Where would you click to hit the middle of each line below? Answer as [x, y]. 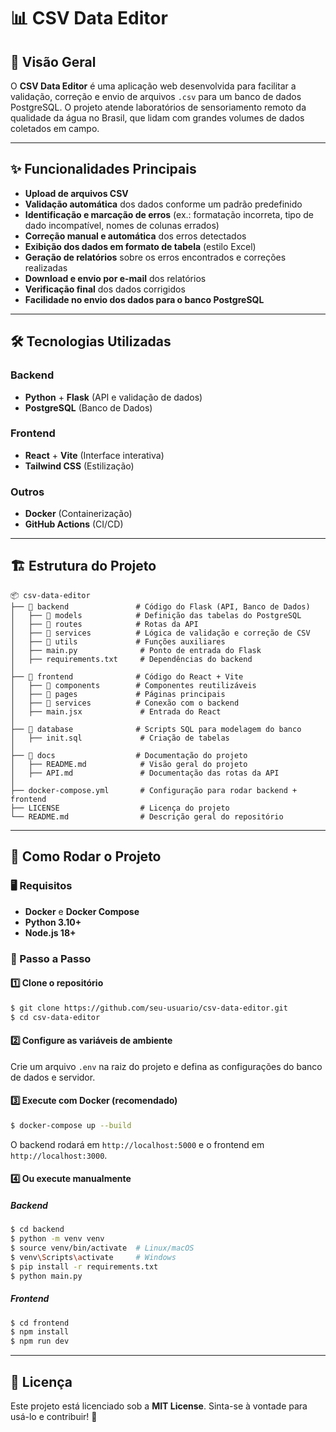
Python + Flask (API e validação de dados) [113, 397]
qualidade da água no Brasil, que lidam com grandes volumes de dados [157, 118]
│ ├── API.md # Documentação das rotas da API [145, 773]
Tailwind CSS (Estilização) [79, 466]
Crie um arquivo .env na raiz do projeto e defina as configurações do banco [166, 1066]
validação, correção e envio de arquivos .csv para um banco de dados [156, 96]
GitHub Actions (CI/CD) [74, 524]
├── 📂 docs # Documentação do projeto [129, 755]
